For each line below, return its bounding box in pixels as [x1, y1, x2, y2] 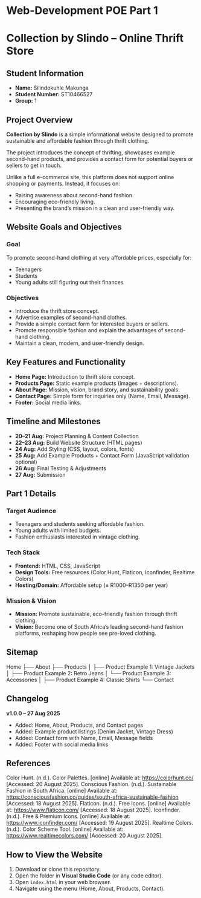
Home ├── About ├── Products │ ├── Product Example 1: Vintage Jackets [6, 663, 195, 670]
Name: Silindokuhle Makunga [14, 84, 89, 91]
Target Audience [6, 506, 56, 515]
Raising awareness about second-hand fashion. [14, 192, 134, 198]
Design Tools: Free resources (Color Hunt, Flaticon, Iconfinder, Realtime [14, 568, 195, 575]
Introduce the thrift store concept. [14, 307, 100, 315]
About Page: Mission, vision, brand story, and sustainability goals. [14, 385, 180, 393]
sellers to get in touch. [6, 162, 62, 169]
